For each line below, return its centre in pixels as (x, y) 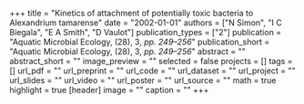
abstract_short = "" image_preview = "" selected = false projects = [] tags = (151, 61)
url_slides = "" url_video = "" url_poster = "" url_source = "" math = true (143, 80)
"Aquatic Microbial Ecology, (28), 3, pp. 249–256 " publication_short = (140, 42)
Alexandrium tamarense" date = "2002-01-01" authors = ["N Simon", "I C (146, 23)
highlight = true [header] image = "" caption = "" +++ (109, 90)
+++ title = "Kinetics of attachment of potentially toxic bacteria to (132, 13)
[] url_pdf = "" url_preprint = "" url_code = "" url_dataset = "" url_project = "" (152, 71)
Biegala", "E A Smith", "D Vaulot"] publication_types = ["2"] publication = (146, 32)
